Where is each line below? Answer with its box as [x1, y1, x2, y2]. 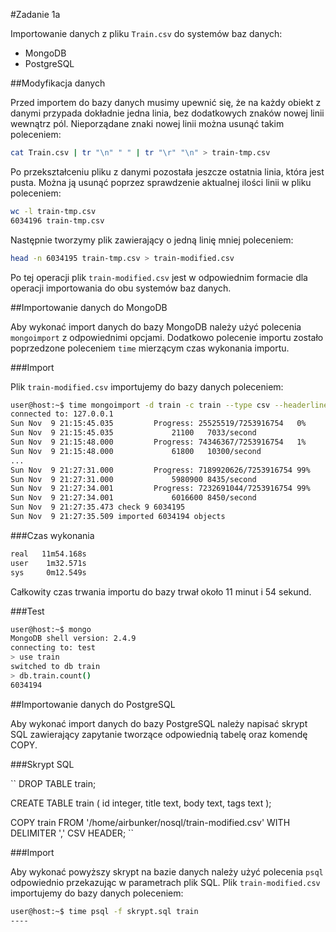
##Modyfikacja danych [10, 77, 106, 89]
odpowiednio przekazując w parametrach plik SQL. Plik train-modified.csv [10, 876, 321, 888]
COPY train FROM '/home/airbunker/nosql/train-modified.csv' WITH [10, 816, 291, 828]
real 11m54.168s [10, 549, 87, 559]
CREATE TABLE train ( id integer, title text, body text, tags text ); [10, 797, 272, 809]
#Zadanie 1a [10, 9, 61, 20]
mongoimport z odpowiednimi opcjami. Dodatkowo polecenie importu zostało [10, 331, 324, 343]
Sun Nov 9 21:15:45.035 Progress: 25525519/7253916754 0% [10, 419, 307, 429]
